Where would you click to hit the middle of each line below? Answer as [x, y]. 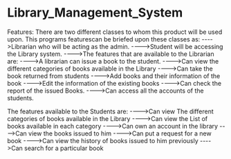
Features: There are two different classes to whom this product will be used [115, 32]
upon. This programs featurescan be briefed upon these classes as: [104, 39]
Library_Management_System [95, 13]
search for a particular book [64, 148]
